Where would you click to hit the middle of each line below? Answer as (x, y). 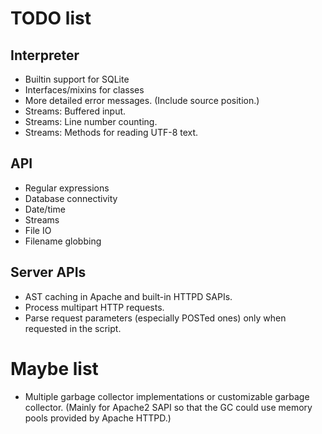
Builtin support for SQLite (77, 79)
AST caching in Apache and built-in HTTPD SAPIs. (128, 296)
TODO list (51, 18)
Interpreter (45, 55)
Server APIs (48, 272)
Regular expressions (67, 188)
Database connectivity (71, 198)
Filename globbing (63, 241)
